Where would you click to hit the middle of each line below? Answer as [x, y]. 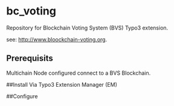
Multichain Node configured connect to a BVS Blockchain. [79, 73]
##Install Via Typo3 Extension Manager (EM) [62, 84]
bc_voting [31, 11]
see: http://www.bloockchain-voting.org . [57, 39]
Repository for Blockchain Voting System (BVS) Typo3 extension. [87, 28]
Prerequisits [30, 58]
